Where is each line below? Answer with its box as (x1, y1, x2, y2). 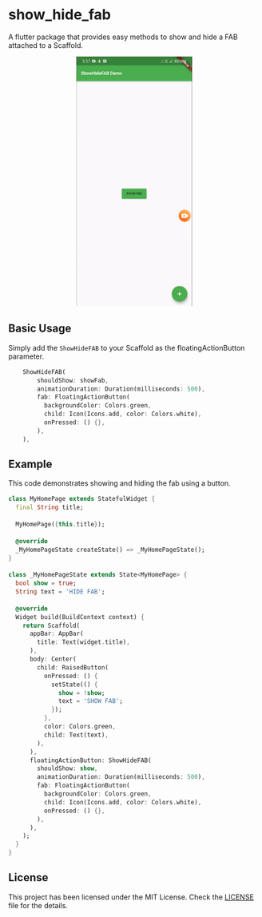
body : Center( (29, 655, 77, 664)
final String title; (15, 503, 84, 512)
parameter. (8, 351, 45, 361)
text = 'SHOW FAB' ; (58, 697, 124, 705)
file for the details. (8, 900, 68, 910)
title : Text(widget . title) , (37, 638, 130, 646)
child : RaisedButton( (37, 663, 109, 672)
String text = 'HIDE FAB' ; (15, 588, 105, 596)
